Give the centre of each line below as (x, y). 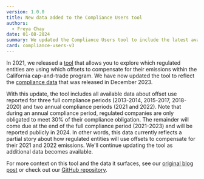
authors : (17, 23)
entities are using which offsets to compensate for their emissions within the (102, 69)
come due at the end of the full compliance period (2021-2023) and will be (100, 126)
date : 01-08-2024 (28, 34)
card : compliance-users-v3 (40, 46)
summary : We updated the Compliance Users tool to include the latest (97, 40)
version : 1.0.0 (25, 12)
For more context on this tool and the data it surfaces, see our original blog (100, 163)
